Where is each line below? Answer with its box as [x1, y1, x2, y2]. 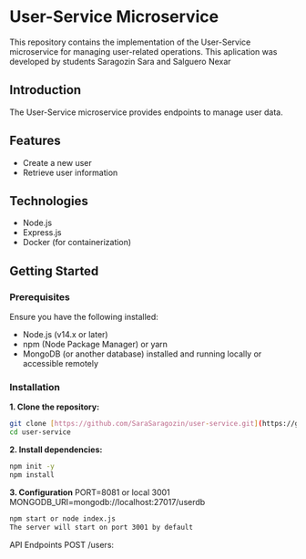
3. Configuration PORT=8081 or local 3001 [9, 486, 170, 498]
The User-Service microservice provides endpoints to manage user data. [9, 107, 284, 118]
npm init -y [9, 462, 55, 471]
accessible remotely [22, 358, 98, 369]
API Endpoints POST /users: [9, 539, 115, 550]
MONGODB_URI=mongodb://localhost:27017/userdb [9, 496, 206, 507]
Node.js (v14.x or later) [22, 329, 108, 340]
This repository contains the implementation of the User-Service [9, 36, 251, 47]
